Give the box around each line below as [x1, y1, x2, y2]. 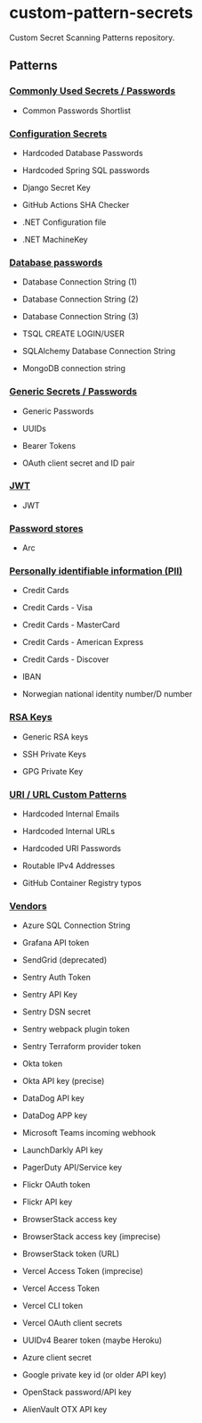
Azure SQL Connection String [21, 920, 131, 931]
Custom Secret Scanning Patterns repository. [9, 32, 175, 43]
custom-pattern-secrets [9, 3, 194, 23]
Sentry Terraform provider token [21, 1041, 141, 1052]
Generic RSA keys [21, 731, 89, 742]
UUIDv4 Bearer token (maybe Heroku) [21, 1335, 163, 1345]
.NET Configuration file [21, 217, 107, 228]
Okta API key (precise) [21, 1076, 105, 1087]
